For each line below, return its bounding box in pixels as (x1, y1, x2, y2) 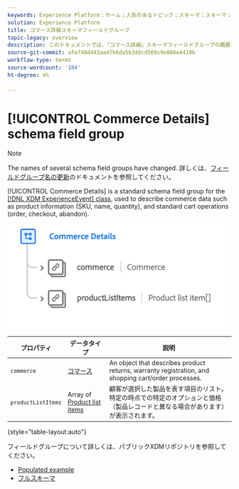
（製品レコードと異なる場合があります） (109, 402, 228, 411)
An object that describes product (109, 359, 206, 367)
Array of (67, 390, 92, 399)
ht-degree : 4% (7, 71, 50, 78)
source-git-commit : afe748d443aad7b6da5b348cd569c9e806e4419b (7, 49, 196, 56)
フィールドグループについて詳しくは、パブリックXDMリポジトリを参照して (7, 442, 227, 451)
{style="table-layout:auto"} (7, 427, 87, 436)
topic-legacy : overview (7, 34, 78, 41)
